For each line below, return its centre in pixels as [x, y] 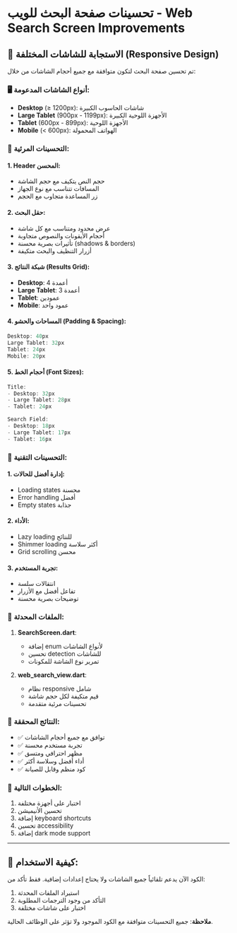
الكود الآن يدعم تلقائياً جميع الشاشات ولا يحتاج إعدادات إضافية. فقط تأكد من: [107, 879]
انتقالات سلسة [36, 584]
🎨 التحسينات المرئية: [38, 148]
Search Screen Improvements [96, 28]
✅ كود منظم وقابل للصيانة [51, 769]
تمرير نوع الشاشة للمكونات [63, 661]
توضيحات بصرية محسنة [48, 599]
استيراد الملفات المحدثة [48, 893]
